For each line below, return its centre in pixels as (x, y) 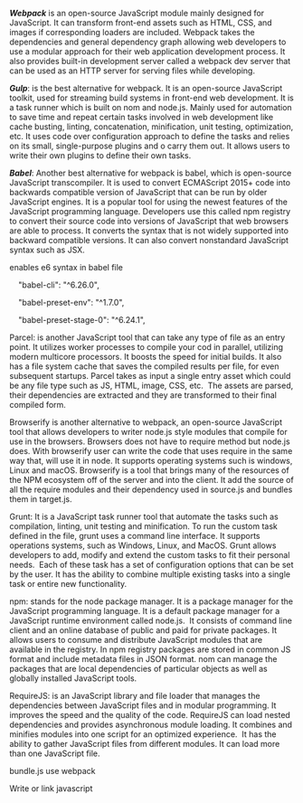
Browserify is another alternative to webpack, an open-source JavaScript (146, 422)
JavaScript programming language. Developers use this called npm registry (150, 211)
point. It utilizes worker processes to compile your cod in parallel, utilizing (146, 347)
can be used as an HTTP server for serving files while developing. (133, 71)
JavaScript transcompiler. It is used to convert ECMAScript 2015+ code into (150, 183)
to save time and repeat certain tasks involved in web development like (142, 117)
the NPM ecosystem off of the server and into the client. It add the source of (151, 480)
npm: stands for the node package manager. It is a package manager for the (151, 601)
